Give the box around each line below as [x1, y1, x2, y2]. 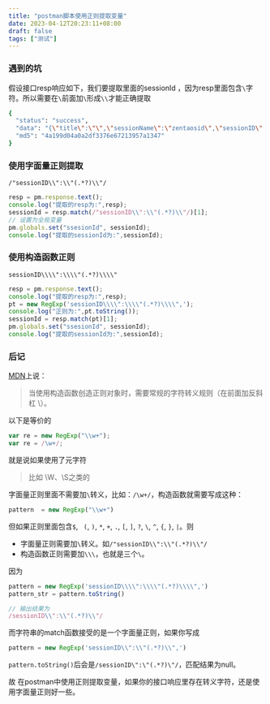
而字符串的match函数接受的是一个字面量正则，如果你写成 [8, 628, 200, 637]
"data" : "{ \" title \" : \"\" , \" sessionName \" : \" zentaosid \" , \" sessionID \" [15, 124, 264, 132]
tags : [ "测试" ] [8, 34, 58, 43]
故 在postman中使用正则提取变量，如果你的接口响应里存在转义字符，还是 [8, 677, 253, 687]
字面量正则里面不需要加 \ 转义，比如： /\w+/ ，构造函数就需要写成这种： [8, 489, 243, 499]
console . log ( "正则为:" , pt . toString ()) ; [8, 308, 139, 316]
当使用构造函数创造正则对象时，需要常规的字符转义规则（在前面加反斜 [28, 388, 264, 398]
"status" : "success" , [15, 117, 89, 125]
